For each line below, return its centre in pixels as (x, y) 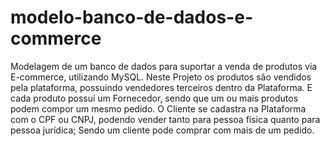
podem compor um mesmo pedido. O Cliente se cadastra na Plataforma (158, 108)
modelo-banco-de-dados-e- (131, 17)
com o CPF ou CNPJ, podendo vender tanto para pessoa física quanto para (165, 119)
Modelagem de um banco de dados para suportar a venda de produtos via (164, 66)
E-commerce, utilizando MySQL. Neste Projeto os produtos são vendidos (161, 77)
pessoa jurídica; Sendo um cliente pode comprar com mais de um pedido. (162, 130)
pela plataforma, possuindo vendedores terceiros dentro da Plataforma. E (161, 87)
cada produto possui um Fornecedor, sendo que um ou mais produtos (154, 98)
